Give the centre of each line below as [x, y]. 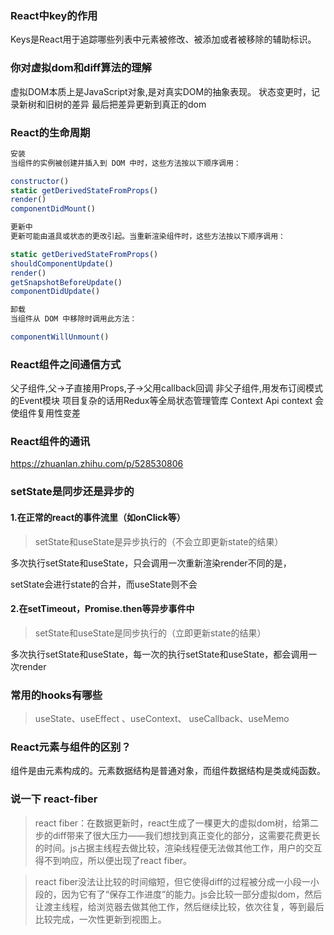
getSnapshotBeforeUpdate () [66, 282]
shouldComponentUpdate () [62, 263]
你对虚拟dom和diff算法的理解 [81, 68]
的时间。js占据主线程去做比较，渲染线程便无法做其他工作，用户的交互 [178, 848]
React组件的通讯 [50, 442]
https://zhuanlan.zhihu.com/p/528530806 [97, 464]
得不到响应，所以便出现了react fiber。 [113, 860]
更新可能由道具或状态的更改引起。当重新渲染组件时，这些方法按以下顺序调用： [148, 237]
